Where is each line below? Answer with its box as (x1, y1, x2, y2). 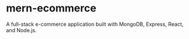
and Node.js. (6, 26, 37, 33)
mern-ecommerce (6, 2, 97, 15)
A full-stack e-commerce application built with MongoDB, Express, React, (6, 21, 184, 28)
